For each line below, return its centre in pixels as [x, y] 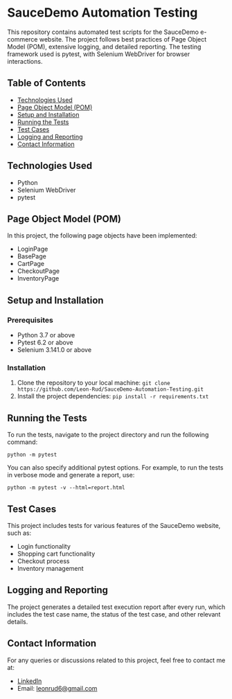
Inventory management [51, 568]
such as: [19, 533]
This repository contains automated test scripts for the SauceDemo [103, 32]
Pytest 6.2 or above [45, 343]
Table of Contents [47, 83]
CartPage [31, 264]
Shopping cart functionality [56, 554]
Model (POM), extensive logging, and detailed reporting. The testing [104, 46]
